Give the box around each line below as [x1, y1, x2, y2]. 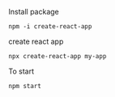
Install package [8, 7, 59, 16]
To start [8, 66, 35, 76]
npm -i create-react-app [8, 23, 92, 31]
